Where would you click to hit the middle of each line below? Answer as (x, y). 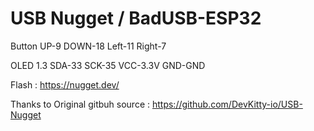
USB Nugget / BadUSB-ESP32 (136, 18)
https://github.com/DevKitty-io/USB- (227, 104)
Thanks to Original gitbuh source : (80, 104)
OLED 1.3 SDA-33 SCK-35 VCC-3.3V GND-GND (108, 65)
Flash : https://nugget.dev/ (65, 84)
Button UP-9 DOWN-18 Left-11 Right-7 (88, 46)
